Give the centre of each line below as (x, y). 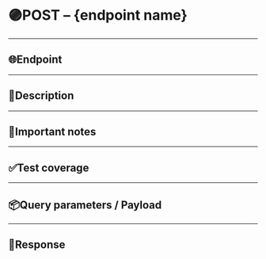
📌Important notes (52, 131)
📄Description (41, 96)
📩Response (37, 245)
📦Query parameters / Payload (85, 205)
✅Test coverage (49, 168)
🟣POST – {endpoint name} (98, 15)
